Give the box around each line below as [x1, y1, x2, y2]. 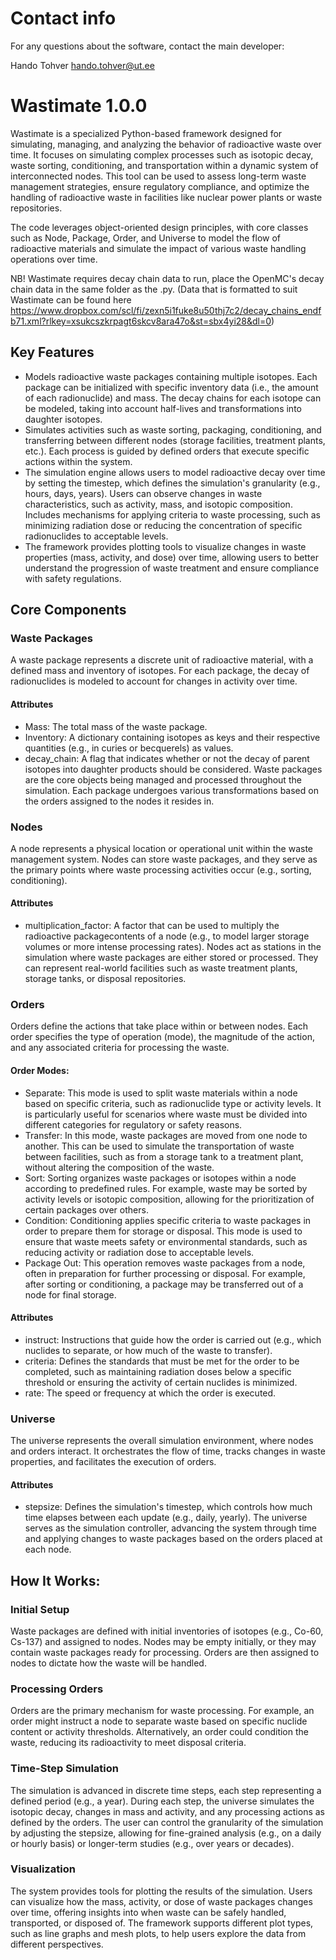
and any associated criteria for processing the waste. [10, 1042, 230, 1054]
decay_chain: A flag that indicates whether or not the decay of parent [24, 752, 310, 764]
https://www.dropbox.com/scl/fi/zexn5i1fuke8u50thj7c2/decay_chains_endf [10, 304, 322, 316]
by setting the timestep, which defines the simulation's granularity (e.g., [24, 477, 321, 489]
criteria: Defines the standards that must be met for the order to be [24, 1355, 300, 1367]
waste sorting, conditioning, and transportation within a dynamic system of [10, 159, 319, 171]
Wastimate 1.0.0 [10, 95, 148, 117]
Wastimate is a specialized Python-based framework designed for [10, 127, 283, 139]
